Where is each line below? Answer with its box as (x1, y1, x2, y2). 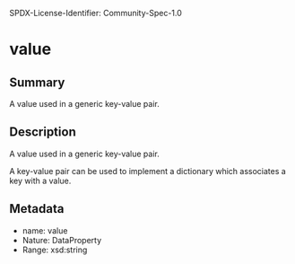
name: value (22, 224, 68, 236)
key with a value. (9, 175, 72, 186)
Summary (9, 75, 65, 90)
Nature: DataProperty (22, 234, 102, 245)
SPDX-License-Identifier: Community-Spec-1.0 (9, 8, 182, 18)
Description (9, 125, 76, 140)
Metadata (9, 201, 65, 216)
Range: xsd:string (22, 244, 88, 255)
